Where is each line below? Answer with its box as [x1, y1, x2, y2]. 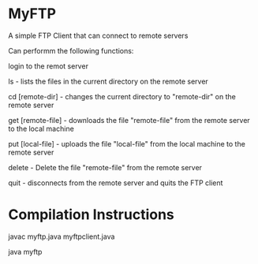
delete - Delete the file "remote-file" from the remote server [8, 162, 203, 172]
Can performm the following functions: [8, 46, 134, 55]
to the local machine [8, 124, 75, 133]
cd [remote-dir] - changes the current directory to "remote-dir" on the [8, 91, 237, 101]
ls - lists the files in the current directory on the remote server [8, 76, 209, 86]
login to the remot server [8, 61, 89, 71]
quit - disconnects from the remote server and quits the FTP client [8, 178, 223, 188]
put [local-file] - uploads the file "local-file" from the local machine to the [8, 139, 246, 148]
